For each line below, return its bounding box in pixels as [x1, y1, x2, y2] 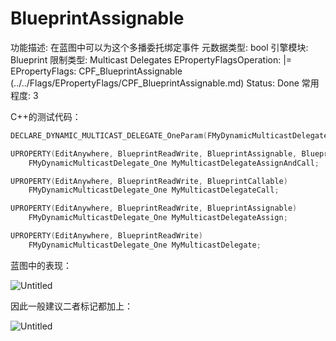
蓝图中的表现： [10, 259, 72, 271]
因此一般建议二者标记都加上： [10, 300, 133, 312]
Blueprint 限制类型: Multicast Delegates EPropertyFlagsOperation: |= [10, 53, 293, 66]
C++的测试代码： [10, 110, 82, 122]
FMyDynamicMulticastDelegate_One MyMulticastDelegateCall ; [28, 185, 280, 196]
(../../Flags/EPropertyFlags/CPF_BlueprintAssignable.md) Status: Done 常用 [10, 77, 320, 89]
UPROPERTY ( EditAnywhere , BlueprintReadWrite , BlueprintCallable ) [10, 176, 288, 186]
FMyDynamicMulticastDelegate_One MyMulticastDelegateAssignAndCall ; [28, 158, 320, 168]
